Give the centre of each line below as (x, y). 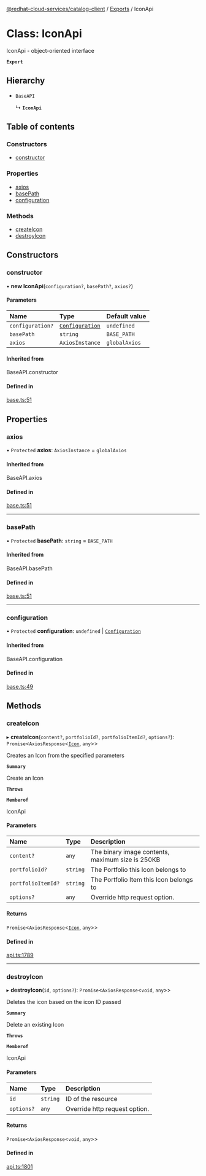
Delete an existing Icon (35, 1025)
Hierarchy (26, 81)
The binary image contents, (130, 852)
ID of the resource (91, 1099)
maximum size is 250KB (126, 860)
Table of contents (40, 127)
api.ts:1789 (20, 955)
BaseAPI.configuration (35, 659)
